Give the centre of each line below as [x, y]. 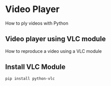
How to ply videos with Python [37, 23]
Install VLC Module [35, 67]
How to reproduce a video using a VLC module [53, 51]
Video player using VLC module [55, 39]
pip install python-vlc [30, 78]
